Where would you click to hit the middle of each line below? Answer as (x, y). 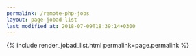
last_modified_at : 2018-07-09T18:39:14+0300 (71, 26)
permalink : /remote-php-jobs (48, 13)
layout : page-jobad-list (42, 20)
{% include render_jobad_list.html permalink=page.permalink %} (98, 46)
